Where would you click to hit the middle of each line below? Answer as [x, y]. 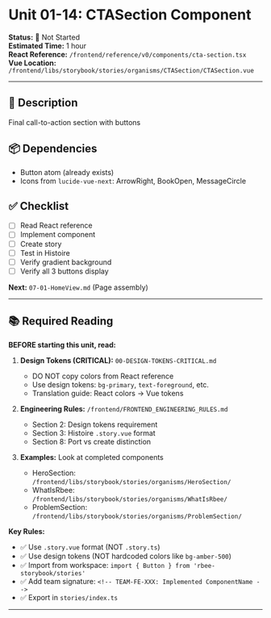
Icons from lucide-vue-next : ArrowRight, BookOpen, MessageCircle [133, 181]
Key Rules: [27, 531]
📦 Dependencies [53, 149]
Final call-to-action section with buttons [75, 122]
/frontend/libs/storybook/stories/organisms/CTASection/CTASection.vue [131, 70]
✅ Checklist [39, 206]
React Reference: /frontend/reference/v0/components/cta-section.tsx [127, 54]
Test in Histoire [45, 253]
